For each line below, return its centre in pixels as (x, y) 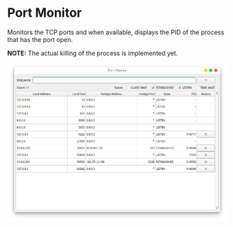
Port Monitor (45, 13)
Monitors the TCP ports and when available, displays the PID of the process (116, 32)
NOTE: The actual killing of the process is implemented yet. (92, 53)
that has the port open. (40, 39)
